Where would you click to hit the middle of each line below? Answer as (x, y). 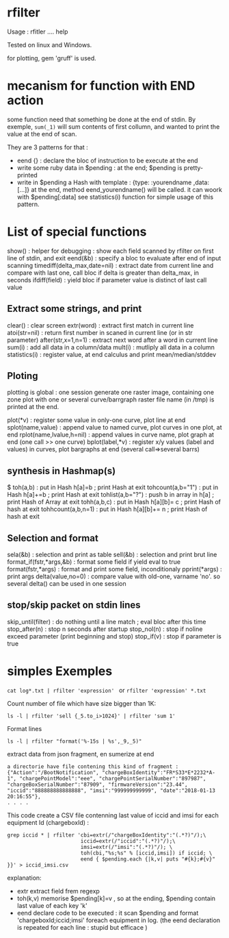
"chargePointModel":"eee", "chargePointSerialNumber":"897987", (113, 778)
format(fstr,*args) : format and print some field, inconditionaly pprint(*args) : (114, 569)
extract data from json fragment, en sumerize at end (81, 754)
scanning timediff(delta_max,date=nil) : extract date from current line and (110, 265)
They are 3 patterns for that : (48, 147)
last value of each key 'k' (52, 905)
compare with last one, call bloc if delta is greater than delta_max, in (103, 273)
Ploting (23, 376)
